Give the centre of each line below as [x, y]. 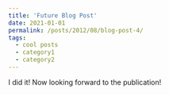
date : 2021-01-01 [37, 23]
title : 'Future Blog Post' [53, 15]
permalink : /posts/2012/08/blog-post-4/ [76, 30]
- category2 [35, 60]
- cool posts [37, 45]
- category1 [35, 52]
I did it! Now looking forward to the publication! [85, 82]
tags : [17, 38]
